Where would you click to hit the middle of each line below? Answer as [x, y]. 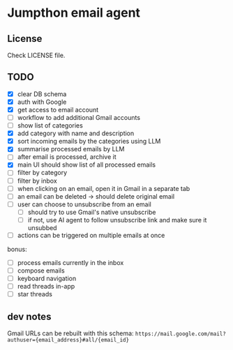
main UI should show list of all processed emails [86, 165]
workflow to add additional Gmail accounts [79, 117]
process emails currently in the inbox [70, 262]
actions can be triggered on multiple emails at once [91, 235]
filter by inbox [37, 181]
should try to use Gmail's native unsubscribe [92, 212]
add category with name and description [76, 133]
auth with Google [42, 102]
